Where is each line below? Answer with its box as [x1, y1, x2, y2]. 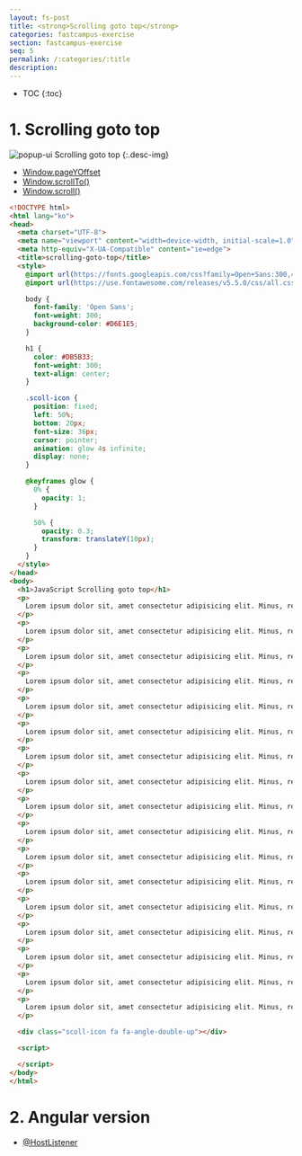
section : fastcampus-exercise [9, 38, 123, 48]
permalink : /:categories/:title [9, 55, 130, 64]
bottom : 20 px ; [32, 419, 87, 428]
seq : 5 [9, 47, 34, 56]
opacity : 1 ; [41, 494, 87, 502]
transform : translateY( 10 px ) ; [41, 535, 155, 544]
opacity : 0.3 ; [41, 527, 94, 536]
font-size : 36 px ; [32, 427, 99, 436]
